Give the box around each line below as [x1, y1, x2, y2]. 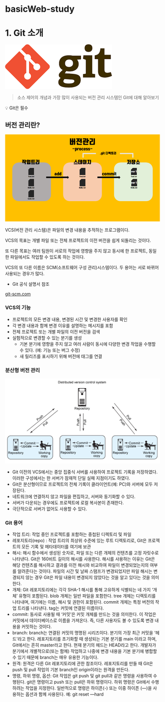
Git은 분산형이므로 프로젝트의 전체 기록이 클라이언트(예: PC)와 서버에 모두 [12, 481, 153, 487]
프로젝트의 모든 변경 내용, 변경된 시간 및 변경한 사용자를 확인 [12, 316, 128, 322]
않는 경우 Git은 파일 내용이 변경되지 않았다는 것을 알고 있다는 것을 [25, 575, 150, 580]
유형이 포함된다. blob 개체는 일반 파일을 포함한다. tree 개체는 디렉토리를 [19, 593, 156, 599]
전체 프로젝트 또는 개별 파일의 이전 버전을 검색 [12, 329, 100, 335]
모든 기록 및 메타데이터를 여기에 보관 [21, 544, 91, 549]
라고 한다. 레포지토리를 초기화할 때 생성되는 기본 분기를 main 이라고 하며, [17, 636, 157, 642]
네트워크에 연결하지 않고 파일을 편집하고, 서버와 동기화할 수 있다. [12, 493, 136, 499]
